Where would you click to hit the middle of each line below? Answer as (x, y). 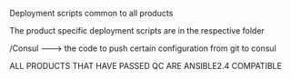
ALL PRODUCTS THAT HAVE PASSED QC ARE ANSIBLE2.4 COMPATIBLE (145, 66)
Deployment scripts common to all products (91, 13)
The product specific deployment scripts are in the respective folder (137, 30)
